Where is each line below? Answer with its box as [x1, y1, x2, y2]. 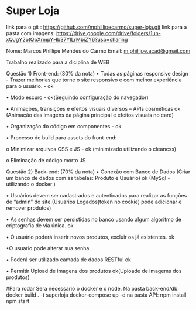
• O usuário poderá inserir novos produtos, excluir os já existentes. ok [6, 233, 174, 240]
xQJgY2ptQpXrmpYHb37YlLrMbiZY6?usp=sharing [6, 36, 128, 43]
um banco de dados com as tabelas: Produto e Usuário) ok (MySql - [6, 174, 170, 181]
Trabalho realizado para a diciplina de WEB [6, 59, 110, 66]
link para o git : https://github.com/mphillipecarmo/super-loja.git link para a [6, 23, 187, 30]
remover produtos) [6, 204, 51, 212]
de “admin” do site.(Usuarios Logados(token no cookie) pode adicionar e [6, 198, 182, 205]
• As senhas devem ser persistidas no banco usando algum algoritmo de [6, 216, 181, 223]
